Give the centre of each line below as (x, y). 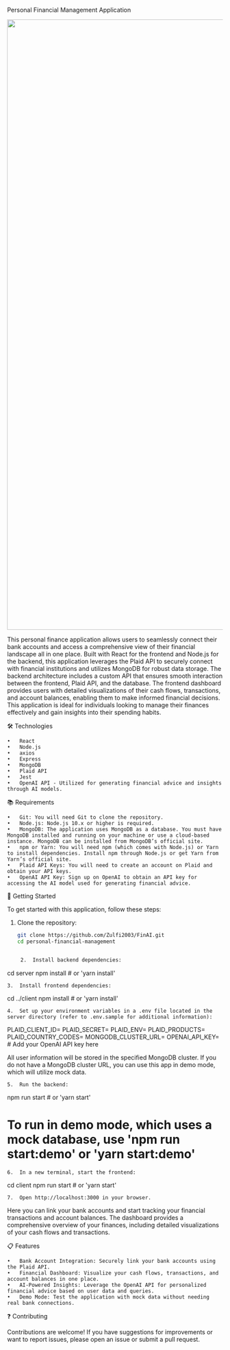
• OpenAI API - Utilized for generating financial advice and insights (115, 783)
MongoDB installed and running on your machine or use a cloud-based (108, 835)
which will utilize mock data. (47, 1072)
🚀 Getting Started (31, 896)
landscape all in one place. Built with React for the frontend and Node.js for (113, 654)
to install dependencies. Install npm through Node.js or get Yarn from (113, 853)
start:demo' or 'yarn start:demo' (101, 1154)
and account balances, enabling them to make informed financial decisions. (114, 698)
